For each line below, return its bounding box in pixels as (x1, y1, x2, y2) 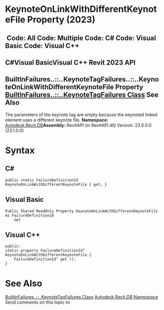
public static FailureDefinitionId (5, 178, 79, 183)
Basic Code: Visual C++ (5, 41, 80, 50)
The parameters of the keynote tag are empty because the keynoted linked (5, 112, 158, 118)
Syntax (5, 145, 35, 156)
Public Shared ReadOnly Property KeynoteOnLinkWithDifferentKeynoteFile (5, 208, 158, 214)
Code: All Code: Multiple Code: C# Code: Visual (6, 34, 157, 42)
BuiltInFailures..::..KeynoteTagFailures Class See (5, 91, 159, 99)
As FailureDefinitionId (5, 213, 54, 218)
